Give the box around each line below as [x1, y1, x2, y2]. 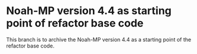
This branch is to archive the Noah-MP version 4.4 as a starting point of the [6, 36, 192, 43]
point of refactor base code [6, 16, 144, 30]
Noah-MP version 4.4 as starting [6, 4, 172, 18]
